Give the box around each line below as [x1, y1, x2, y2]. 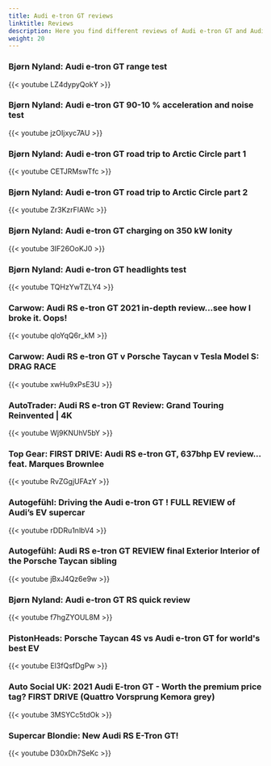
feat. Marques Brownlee [8, 458, 105, 469]
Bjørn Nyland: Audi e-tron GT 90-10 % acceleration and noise [8, 99, 254, 111]
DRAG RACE [8, 361, 56, 372]
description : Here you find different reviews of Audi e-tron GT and [8, 27, 248, 35]
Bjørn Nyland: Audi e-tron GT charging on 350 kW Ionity [8, 225, 233, 237]
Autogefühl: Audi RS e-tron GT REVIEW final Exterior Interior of [8, 545, 261, 557]
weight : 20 [8, 34, 45, 43]
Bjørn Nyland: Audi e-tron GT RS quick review [8, 594, 191, 605]
